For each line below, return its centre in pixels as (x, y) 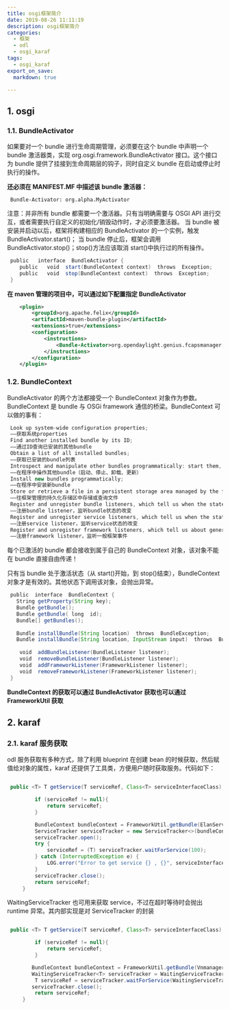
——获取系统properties (39, 434)
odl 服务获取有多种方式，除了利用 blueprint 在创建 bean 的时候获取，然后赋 (113, 760)
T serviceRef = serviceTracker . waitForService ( (104, 980)
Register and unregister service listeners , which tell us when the (110, 517)
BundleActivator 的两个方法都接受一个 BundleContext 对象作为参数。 (104, 397)
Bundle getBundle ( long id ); (59, 614)
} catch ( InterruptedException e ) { (87, 857)
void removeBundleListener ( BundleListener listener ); (99, 659)
